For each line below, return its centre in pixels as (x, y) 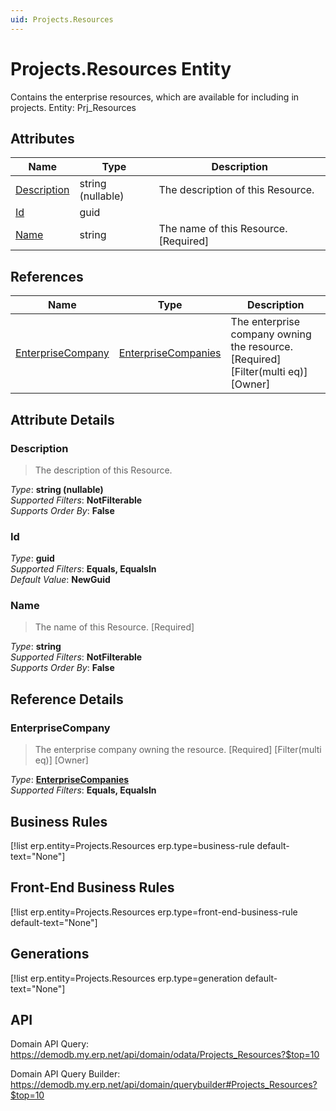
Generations (50, 954)
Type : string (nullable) (57, 489)
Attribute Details (62, 419)
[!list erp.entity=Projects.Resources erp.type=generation (126, 978)
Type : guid (32, 558)
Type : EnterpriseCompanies (70, 780)
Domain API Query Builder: (65, 1074)
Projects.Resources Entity (121, 68)
